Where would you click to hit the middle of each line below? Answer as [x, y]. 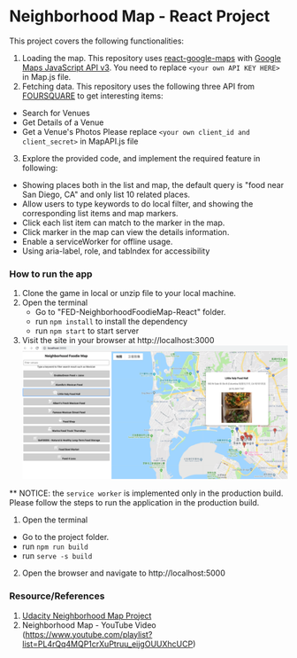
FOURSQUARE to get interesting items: [92, 96]
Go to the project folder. [65, 537]
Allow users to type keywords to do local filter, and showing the [137, 204]
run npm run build [55, 546]
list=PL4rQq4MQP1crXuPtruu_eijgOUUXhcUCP [107, 644]
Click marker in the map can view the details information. [126, 231]
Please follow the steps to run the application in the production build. [134, 503]
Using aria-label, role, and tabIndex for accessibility [116, 251]
